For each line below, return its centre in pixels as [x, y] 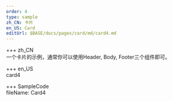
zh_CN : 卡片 [20, 22]
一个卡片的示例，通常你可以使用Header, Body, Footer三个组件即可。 [88, 57]
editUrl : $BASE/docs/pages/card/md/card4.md [61, 33]
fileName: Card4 [26, 93]
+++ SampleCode [28, 86]
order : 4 [17, 11]
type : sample [22, 17]
